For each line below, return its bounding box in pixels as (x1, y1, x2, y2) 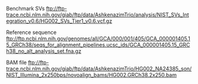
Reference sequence (6, 29, 57, 36)
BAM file (6, 59, 27, 66)
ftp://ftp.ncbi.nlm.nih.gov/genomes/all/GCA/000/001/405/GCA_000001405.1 (6, 35, 190, 42)
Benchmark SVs (6, 5, 45, 12)
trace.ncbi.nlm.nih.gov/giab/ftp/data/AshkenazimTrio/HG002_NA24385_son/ (6, 65, 192, 72)
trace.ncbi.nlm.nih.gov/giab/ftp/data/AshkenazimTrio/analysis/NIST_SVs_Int (6, 11, 190, 18)
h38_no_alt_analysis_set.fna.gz (6, 48, 81, 55)
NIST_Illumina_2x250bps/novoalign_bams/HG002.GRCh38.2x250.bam (6, 72, 177, 78)
